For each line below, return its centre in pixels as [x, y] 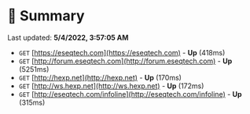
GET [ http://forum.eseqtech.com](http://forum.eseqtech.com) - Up [125, 61]
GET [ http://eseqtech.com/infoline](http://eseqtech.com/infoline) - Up [130, 94]
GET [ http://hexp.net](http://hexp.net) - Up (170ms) [100, 77]
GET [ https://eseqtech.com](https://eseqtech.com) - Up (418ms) [122, 52]
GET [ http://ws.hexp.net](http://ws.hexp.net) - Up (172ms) [111, 86]
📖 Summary [46, 16]
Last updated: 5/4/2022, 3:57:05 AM [68, 37]
